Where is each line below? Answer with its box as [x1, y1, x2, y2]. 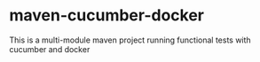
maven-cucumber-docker [9, 5, 204, 26]
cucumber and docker [9, 43, 91, 54]
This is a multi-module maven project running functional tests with [9, 35, 251, 45]
